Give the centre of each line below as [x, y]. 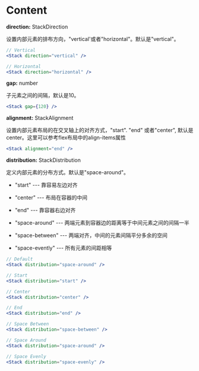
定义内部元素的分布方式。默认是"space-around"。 [68, 172]
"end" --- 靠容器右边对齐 [45, 210]
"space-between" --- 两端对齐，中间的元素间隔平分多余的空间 [91, 235]
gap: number [22, 83]
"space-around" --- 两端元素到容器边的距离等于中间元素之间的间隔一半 [102, 223]
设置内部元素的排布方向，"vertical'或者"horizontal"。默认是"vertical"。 [93, 39]
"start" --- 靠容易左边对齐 [46, 185]
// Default [20, 259]
